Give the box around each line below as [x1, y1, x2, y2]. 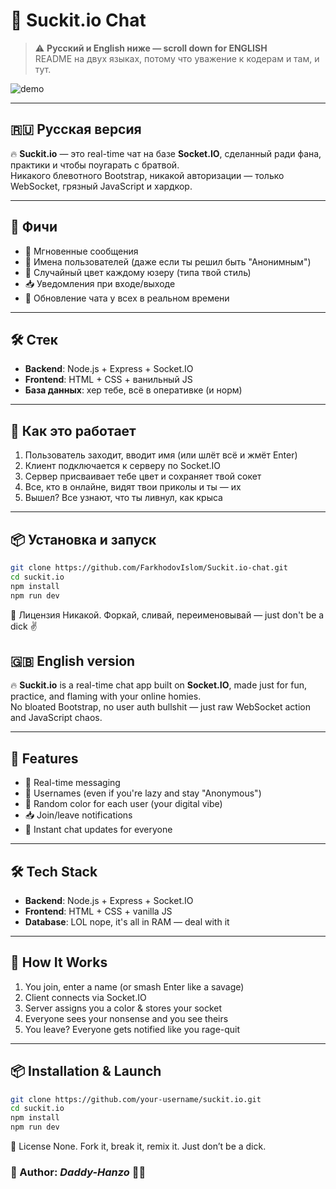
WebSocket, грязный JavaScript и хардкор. [10, 180, 193, 192]
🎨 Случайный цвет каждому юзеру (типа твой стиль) [24, 266, 252, 278]
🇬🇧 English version [10, 652, 136, 669]
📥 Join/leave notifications [24, 809, 133, 821]
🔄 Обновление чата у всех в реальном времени [24, 292, 230, 304]
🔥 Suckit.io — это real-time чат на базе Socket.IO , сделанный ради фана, [10, 147, 322, 159]
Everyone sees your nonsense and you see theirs [24, 1012, 229, 1024]
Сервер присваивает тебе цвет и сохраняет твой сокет [24, 470, 262, 483]
